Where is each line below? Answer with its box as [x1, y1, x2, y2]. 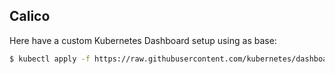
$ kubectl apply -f [9, 54, 91, 64]
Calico [9, 8, 51, 25]
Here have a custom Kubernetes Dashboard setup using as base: [9, 34, 277, 46]
